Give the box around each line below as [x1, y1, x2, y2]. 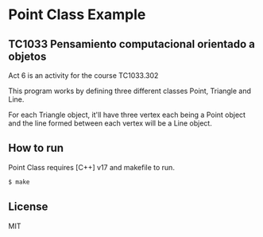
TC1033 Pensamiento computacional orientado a [8, 37, 256, 51]
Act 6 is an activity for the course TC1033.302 [8, 71, 159, 80]
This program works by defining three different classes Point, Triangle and [8, 86, 252, 95]
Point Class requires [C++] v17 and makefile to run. [8, 162, 175, 172]
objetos [8, 49, 47, 63]
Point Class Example [8, 6, 146, 24]
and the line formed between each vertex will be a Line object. [8, 118, 212, 128]
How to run [8, 142, 64, 155]
